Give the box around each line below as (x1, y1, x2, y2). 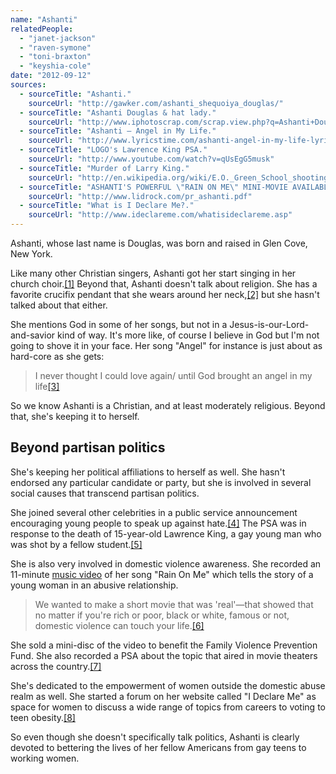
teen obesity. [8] (10, 711, 76, 723)
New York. (10, 248, 53, 260)
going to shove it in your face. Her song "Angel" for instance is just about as (10, 340, 323, 351)
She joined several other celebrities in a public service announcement (10, 506, 298, 518)
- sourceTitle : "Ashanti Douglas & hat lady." (19, 107, 217, 118)
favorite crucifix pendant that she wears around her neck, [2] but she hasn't (10, 289, 320, 300)
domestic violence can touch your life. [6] (34, 619, 205, 631)
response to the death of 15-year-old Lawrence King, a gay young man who (10, 527, 322, 540)
